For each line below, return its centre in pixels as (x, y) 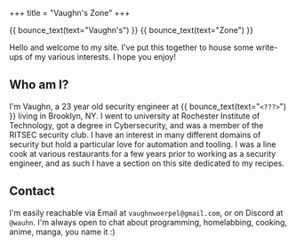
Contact (32, 191)
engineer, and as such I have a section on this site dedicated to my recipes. (147, 163)
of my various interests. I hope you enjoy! (100, 57)
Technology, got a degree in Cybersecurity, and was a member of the (136, 125)
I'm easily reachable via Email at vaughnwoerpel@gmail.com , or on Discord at (146, 212)
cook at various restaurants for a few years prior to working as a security (143, 153)
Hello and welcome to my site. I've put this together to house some (132, 47)
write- (267, 47)
